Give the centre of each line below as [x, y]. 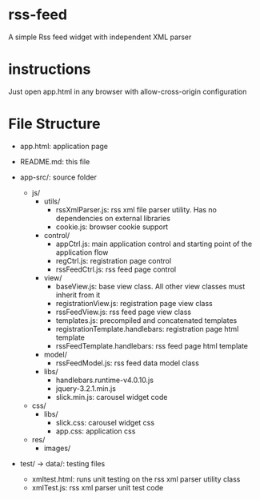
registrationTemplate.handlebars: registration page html [147, 329]
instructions [50, 69]
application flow [82, 252]
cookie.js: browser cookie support [112, 227]
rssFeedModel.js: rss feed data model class [128, 363]
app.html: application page [64, 146]
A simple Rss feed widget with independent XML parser [100, 37]
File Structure [54, 124]
